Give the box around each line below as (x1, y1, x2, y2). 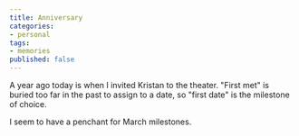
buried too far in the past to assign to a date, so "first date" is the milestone (9, 89, 290, 100)
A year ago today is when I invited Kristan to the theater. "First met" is (9, 80, 270, 90)
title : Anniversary (9, 13, 83, 23)
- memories (9, 47, 51, 56)
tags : (9, 38, 30, 48)
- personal (9, 30, 51, 39)
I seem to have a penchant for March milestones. (9, 116, 192, 127)
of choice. (9, 99, 47, 109)
